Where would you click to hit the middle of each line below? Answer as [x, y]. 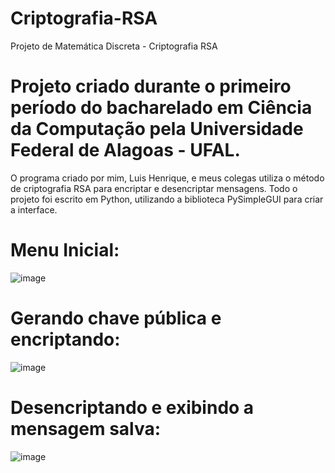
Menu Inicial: [65, 250]
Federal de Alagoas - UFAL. [125, 150]
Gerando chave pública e [116, 318]
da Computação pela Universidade [157, 129]
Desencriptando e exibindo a [132, 407]
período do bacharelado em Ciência [161, 108]
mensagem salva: [86, 428]
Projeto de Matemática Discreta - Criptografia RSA [114, 46]
